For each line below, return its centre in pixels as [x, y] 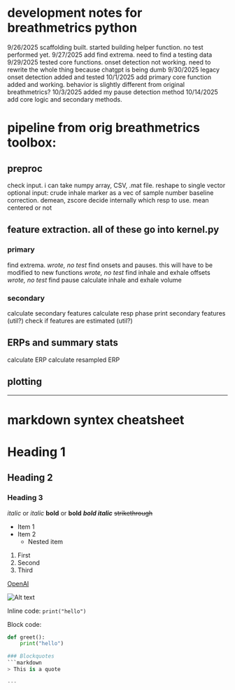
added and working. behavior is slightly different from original [96, 84]
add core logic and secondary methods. [65, 99]
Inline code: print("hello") [47, 611]
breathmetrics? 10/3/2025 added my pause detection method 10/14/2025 [113, 92]
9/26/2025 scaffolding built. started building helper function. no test [106, 47]
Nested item [45, 541]
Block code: [24, 624]
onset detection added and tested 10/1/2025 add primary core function [109, 77]
